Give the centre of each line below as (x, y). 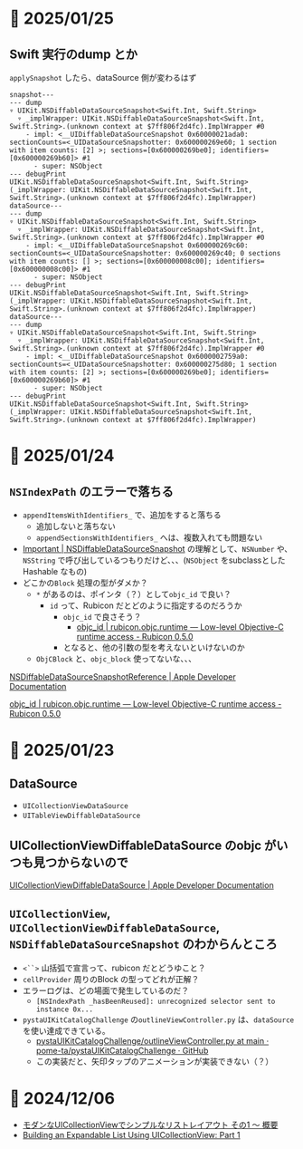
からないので (92, 863)
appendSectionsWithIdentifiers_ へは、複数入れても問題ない (149, 537)
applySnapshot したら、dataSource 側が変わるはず (103, 77)
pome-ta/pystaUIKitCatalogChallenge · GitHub (122, 1050)
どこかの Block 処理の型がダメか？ (85, 583)
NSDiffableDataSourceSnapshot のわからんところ (143, 945)
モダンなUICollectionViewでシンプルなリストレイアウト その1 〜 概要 (150, 1125)
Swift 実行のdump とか (74, 54)
